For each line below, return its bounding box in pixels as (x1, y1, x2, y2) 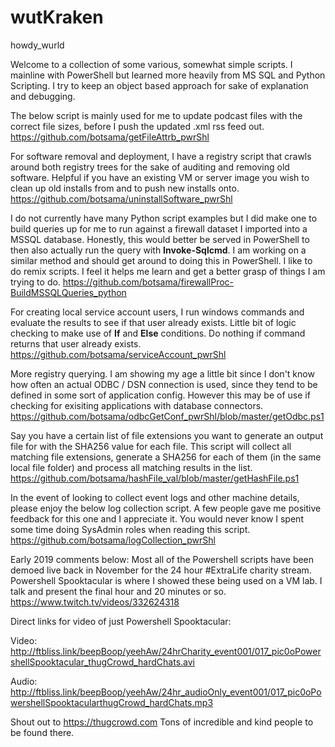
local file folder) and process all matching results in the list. (10, 461, 253, 473)
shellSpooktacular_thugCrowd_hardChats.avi (10, 656, 195, 668)
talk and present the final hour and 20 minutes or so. (10, 585, 227, 597)
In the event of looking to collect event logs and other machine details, (10, 491, 300, 503)
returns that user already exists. (10, 337, 142, 350)
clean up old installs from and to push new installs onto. (10, 182, 240, 194)
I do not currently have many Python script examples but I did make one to (10, 212, 318, 224)
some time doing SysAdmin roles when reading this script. (10, 523, 251, 535)
